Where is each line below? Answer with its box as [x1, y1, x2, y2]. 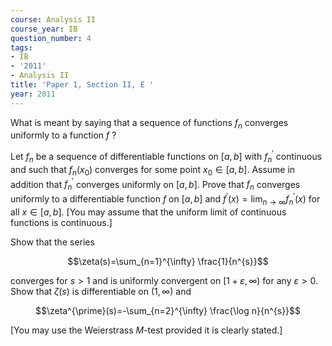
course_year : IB [10, 24, 78, 34]
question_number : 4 [10, 33, 92, 43]
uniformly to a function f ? [10, 129, 117, 141]
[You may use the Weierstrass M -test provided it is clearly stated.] [10, 324, 283, 336]
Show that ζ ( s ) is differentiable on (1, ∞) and [10, 285, 192, 297]
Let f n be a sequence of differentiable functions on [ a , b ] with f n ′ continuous [10, 149, 323, 165]
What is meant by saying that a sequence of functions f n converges [10, 116, 289, 131]
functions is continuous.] [10, 216, 113, 228]
